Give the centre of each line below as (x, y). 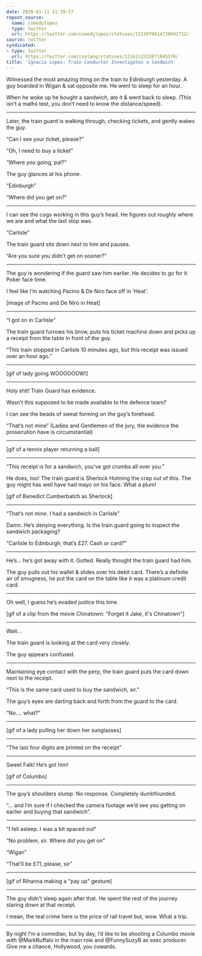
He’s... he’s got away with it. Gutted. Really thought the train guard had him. (99, 560)
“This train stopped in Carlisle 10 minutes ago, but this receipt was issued (97, 350)
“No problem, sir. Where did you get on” (56, 840)
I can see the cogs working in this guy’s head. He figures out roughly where (100, 215)
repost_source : (25, 17)
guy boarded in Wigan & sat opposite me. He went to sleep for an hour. (94, 85)
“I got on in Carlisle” (31, 320)
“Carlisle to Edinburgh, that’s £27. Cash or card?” (67, 543)
